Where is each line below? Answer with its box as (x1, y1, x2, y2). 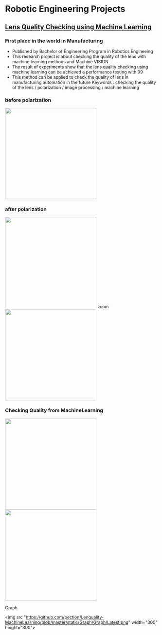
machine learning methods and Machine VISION (12, 58, 108, 64)
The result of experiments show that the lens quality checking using (12, 64, 148, 70)
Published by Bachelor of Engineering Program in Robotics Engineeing (12, 48, 153, 54)
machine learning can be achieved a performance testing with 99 (12, 69, 143, 75)
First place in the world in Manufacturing (5, 37, 103, 44)
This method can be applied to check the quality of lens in (12, 74, 129, 80)
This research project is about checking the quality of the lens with (12, 53, 146, 59)
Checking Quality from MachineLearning (5, 407, 104, 414)
